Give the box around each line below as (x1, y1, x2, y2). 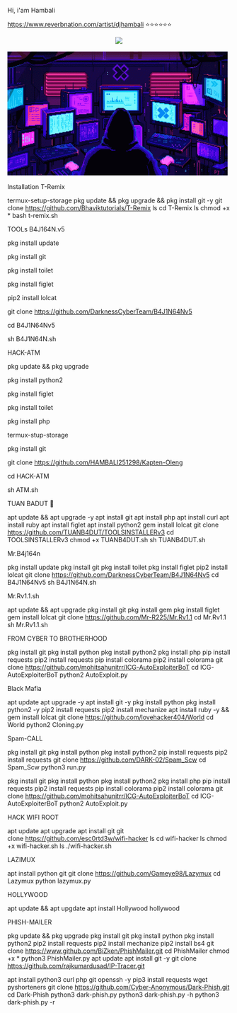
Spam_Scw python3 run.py (7, 763, 86, 771)
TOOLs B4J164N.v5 (7, 225, 65, 233)
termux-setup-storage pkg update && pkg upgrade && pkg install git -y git (7, 196, 223, 205)
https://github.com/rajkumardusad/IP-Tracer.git (7, 962, 145, 970)
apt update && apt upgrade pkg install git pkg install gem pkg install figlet (7, 605, 220, 614)
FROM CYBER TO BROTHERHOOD (7, 634, 108, 643)
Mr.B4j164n (7, 549, 41, 558)
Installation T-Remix (7, 183, 65, 190)
